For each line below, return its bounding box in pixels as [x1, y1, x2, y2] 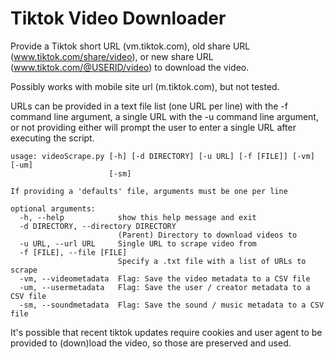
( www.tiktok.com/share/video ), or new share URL [10, 50, 214, 62]
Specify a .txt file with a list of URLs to [117, 256, 307, 266]
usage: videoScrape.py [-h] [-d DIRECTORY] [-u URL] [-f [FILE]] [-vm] [10, 151, 315, 161]
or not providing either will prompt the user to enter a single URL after [10, 121, 297, 133]
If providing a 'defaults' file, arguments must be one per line [10, 186, 288, 196]
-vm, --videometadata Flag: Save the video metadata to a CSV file [19, 273, 311, 284]
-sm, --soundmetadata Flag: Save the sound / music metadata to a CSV [19, 300, 325, 310]
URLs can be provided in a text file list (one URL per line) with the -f [10, 100, 288, 112]
